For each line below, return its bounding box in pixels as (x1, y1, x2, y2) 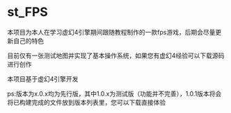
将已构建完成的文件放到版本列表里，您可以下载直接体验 (7, 98, 166, 106)
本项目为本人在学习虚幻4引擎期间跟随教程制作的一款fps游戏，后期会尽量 (7, 28, 216, 36)
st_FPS (7, 4, 49, 20)
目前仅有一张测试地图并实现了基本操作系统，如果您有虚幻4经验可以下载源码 (7, 51, 225, 60)
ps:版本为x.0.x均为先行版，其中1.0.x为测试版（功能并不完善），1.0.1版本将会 (7, 89, 222, 98)
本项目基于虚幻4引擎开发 (7, 74, 79, 83)
